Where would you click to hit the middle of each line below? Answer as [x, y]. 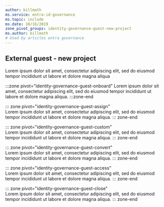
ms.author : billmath [27, 33]
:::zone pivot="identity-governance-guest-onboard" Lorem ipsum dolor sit [82, 86]
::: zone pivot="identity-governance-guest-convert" [59, 147]
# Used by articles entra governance [45, 38]
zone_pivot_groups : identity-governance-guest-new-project [68, 29]
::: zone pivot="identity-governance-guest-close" [57, 188]
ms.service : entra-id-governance [40, 15]
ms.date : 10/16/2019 [27, 24]
